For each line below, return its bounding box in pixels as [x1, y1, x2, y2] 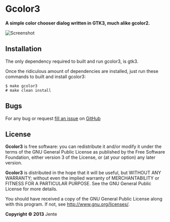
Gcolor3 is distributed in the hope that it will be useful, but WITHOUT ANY [5, 169, 161, 176]
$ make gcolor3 [5, 83, 38, 88]
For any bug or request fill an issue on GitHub [5, 115, 101, 121]
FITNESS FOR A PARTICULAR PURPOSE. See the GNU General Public [5, 181, 152, 187]
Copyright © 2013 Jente [5, 211, 57, 217]
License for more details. [5, 186, 58, 192]
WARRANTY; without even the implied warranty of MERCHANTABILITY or [5, 175, 160, 181]
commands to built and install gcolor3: [5, 73, 86, 80]
